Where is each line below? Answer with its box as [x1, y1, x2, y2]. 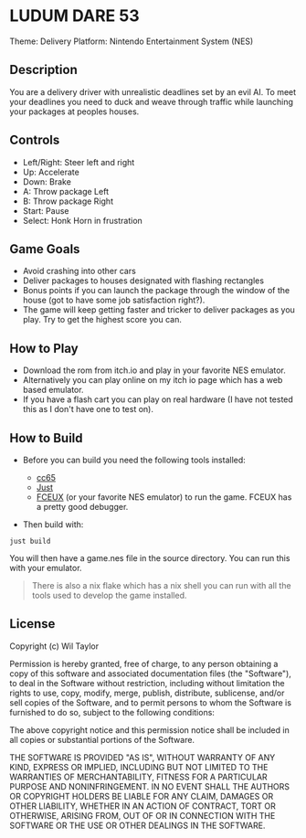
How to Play [9, 340, 79, 356]
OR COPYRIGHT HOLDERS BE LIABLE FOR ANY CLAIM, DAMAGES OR [9, 790, 274, 801]
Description [9, 62, 78, 78]
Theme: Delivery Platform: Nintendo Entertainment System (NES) [9, 36, 254, 47]
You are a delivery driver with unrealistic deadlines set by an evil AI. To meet [9, 86, 297, 97]
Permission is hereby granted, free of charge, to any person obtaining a [9, 658, 279, 669]
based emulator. [22, 385, 84, 396]
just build [9, 536, 51, 546]
